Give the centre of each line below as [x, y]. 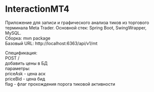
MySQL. [13, 33]
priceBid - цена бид [25, 79]
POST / [12, 58]
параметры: [18, 68]
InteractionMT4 [37, 9]
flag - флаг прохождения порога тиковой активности [60, 84]
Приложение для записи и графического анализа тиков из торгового [77, 23]
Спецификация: [21, 53]
